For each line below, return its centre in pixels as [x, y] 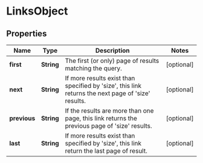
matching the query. [94, 68]
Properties [27, 34]
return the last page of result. [106, 151]
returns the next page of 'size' [108, 93]
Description [113, 51]
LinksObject [37, 11]
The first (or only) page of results [112, 61]
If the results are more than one [109, 111]
